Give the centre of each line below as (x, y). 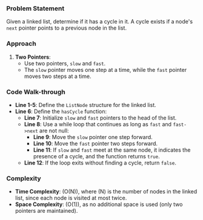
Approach (21, 44)
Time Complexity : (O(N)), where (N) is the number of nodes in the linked (106, 192)
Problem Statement (35, 8)
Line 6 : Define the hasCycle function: (61, 111)
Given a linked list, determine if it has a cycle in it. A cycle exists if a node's (99, 22)
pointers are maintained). (46, 211)
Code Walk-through (36, 92)
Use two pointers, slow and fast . (65, 63)
